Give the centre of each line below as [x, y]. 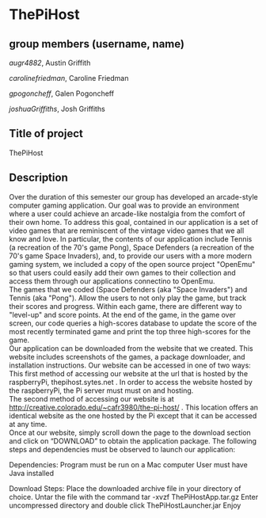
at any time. [28, 424]
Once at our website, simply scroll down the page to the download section [130, 432]
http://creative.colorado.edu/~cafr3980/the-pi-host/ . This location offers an [134, 407]
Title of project [46, 133]
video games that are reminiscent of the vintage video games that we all [127, 230]
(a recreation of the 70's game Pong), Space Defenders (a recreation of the [132, 247]
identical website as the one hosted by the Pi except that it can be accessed [133, 415]
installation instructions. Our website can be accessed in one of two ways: [130, 365]
